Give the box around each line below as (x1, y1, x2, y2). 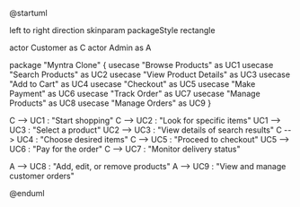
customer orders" (9, 170, 75, 181)
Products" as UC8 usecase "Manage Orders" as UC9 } (9, 98, 212, 108)
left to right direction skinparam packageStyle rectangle (9, 25, 216, 35)
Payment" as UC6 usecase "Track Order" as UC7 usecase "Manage (9, 89, 260, 99)
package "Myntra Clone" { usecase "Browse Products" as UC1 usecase (9, 60, 274, 70)
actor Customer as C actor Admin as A (9, 42, 152, 53)
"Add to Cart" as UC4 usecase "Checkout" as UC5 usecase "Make (9, 79, 256, 89)
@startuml (9, 8, 48, 18)
